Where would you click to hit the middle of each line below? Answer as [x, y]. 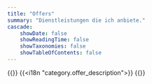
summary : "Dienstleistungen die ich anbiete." [76, 20]
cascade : [20, 27]
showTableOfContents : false [61, 53]
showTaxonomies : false [53, 46]
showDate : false [44, 33]
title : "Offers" [31, 14]
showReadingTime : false [55, 40]
